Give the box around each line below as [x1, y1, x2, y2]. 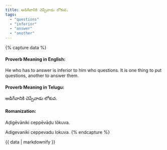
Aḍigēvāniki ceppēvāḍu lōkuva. [5, 119, 70, 125]
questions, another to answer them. [5, 72, 79, 79]
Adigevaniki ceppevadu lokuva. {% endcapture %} [5, 129, 110, 135]
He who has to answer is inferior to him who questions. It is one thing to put [5, 67, 162, 73]
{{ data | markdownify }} [5, 139, 56, 145]
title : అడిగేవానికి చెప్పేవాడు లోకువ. [5, 7, 69, 13]
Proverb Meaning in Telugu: [5, 84, 64, 90]
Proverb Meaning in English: [5, 56, 66, 62]
